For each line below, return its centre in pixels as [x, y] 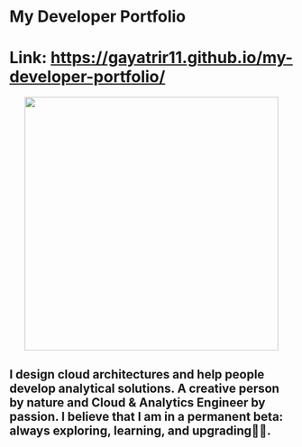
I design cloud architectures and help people [137, 374]
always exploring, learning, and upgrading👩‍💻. [141, 430]
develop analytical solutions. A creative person [144, 388]
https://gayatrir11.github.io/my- [172, 58]
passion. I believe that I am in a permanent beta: [146, 416]
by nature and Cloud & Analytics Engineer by [137, 402]
